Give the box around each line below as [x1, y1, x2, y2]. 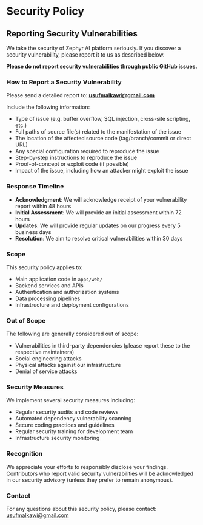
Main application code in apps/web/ [15, 275, 103, 283]
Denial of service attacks [15, 368, 78, 375]
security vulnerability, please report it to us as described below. [6, 51, 165, 58]
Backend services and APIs [15, 281, 84, 289]
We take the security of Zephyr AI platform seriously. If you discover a [6, 44, 181, 52]
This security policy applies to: [6, 263, 83, 271]
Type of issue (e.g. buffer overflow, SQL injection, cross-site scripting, [15, 115, 191, 123]
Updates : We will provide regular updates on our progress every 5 [15, 222, 181, 229]
